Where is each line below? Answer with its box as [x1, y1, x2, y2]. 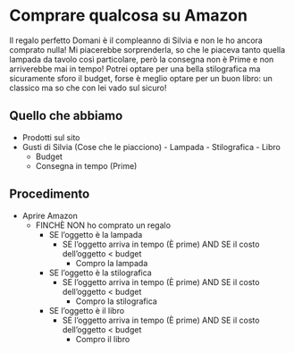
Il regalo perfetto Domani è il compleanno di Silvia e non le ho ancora [9, 35, 264, 46]
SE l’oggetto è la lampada [48, 229, 143, 240]
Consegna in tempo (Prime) [35, 160, 138, 171]
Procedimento [9, 187, 90, 202]
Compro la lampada [75, 257, 148, 268]
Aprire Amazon [21, 210, 78, 221]
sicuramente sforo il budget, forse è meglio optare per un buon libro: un [9, 72, 273, 83]
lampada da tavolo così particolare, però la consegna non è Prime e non [9, 54, 274, 64]
